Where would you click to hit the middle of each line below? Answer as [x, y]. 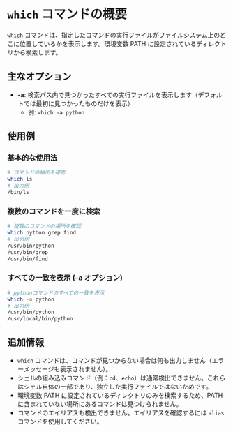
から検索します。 [37, 52]
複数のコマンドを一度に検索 [54, 211]
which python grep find [42, 233]
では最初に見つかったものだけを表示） [78, 103]
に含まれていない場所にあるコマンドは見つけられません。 [100, 404]
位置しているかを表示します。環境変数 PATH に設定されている [108, 43]
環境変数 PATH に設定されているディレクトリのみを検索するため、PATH [120, 395]
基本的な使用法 [32, 158]
